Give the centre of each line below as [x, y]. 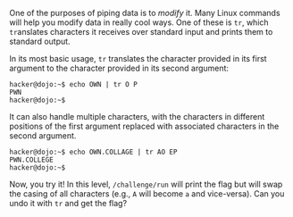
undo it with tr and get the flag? [68, 203]
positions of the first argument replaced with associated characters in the [144, 126]
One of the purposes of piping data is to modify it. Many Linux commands [145, 13]
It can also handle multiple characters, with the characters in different [137, 117]
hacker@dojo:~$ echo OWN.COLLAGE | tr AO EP [93, 152]
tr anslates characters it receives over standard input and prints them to [141, 32]
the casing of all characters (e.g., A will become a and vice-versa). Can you [147, 194]
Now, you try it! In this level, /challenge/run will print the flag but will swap [146, 184]
